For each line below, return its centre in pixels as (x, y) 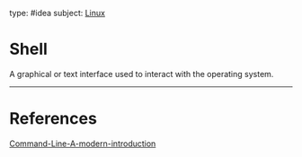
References (53, 119)
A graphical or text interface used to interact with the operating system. (142, 74)
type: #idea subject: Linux (58, 13)
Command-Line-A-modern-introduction (83, 144)
